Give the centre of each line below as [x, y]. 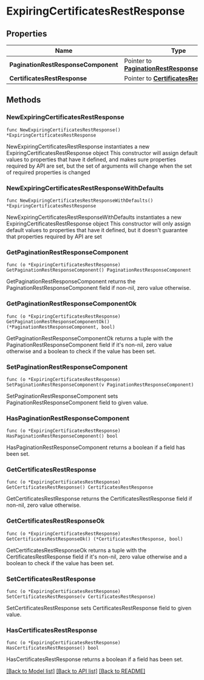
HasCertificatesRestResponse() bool [53, 648]
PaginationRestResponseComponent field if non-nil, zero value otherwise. [99, 288]
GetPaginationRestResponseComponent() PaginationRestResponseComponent [99, 270]
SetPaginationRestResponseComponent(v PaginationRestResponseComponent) [100, 385]
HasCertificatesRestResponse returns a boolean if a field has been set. [95, 659]
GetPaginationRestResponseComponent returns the [71, 281]
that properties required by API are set [54, 236]
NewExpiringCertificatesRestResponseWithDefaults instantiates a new [94, 217]
